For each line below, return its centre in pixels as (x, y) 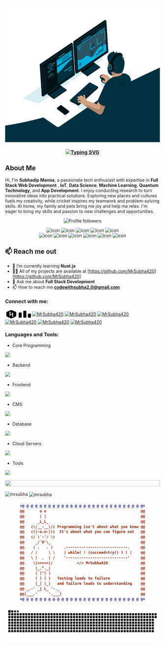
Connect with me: (27, 301)
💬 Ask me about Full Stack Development (53, 281)
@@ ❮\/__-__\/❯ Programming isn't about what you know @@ (82, 527)
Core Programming (31, 345)
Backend (21, 365)
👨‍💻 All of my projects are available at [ (51, 271)
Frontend (21, 384)
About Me (20, 168)
